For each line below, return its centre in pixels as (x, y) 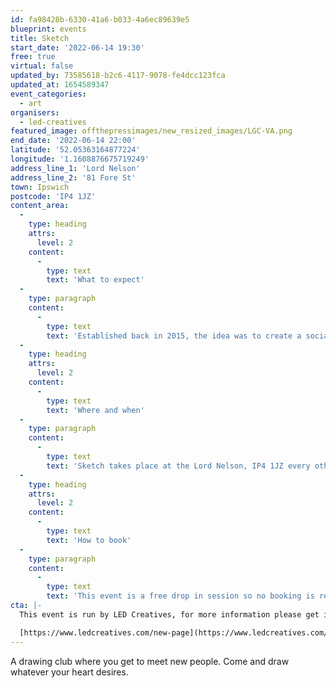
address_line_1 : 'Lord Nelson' (75, 168)
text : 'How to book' (89, 540)
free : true (33, 57)
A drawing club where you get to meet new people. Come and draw (150, 661)
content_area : (40, 206)
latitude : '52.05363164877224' (75, 150)
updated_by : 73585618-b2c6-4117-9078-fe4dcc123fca (118, 76)
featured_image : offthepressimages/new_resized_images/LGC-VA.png (151, 131)
